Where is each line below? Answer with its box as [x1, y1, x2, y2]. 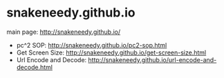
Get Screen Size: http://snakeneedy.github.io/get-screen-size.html [16, 48, 207, 57]
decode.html [16, 63, 53, 71]
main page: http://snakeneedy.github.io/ [6, 28, 121, 36]
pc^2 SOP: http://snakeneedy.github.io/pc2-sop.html [16, 41, 167, 49]
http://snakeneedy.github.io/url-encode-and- [88, 55, 217, 64]
